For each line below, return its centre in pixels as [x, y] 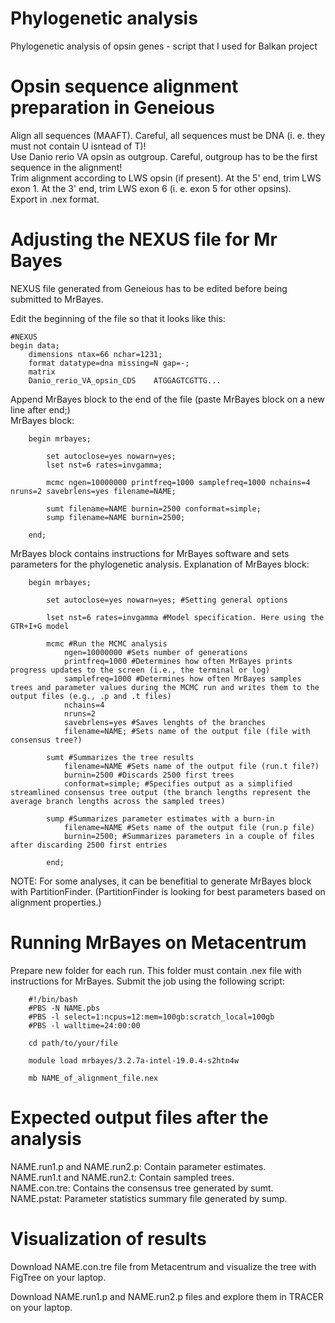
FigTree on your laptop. [58, 1277]
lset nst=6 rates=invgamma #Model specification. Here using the [185, 617]
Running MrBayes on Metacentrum [158, 943]
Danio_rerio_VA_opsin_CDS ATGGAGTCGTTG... [125, 380]
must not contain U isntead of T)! [78, 146]
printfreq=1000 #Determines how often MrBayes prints [178, 661]
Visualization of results [108, 1238]
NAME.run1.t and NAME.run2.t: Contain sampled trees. [122, 1177]
